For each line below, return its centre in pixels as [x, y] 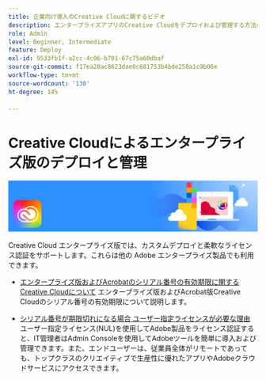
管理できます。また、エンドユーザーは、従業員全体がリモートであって [133, 348]
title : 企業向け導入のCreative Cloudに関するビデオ [87, 17]
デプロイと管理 [99, 163]
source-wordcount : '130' [49, 83]
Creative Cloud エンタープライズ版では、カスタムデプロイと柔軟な [116, 245]
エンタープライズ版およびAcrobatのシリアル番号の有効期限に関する [129, 282]
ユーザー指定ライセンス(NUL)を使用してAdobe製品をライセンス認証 [130, 328]
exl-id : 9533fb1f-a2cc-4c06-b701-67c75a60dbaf [86, 59]
